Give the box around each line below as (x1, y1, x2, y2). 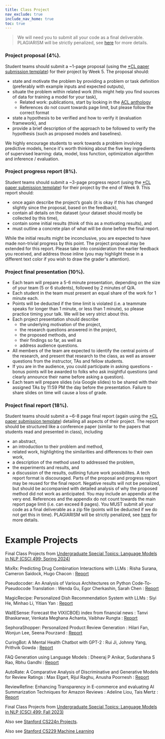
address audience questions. (19, 342, 79, 348)
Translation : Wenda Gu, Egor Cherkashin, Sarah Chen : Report (32, 586, 159, 591)
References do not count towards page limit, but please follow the (19, 104, 154, 110)
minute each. (12, 296, 39, 301)
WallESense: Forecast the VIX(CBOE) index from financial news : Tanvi (5, 610, 148, 616)
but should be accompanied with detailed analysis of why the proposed (12, 485, 158, 491)
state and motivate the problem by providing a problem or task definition (12, 78, 159, 84)
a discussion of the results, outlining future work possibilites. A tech (12, 470, 150, 476)
